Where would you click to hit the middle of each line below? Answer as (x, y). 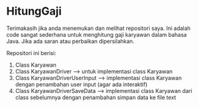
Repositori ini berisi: (31, 53)
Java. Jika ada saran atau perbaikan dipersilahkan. (70, 41)
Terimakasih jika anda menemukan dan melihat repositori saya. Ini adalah (99, 28)
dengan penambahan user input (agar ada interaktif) (81, 84)
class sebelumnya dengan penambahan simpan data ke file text (96, 97)
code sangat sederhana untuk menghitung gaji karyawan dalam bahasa (97, 34)
